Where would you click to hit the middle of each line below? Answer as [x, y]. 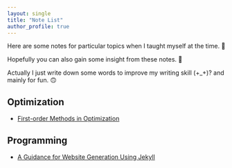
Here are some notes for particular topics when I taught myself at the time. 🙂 [116, 46]
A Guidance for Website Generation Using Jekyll [86, 157]
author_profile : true [38, 26]
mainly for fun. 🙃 [32, 80]
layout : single [29, 13]
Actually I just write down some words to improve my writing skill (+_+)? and [116, 73]
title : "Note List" [35, 20]
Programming [37, 140]
